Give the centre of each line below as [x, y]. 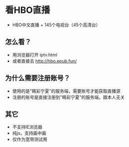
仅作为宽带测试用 [30, 140]
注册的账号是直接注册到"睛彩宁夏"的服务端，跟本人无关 [68, 97]
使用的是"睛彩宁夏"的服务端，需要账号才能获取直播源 [66, 91]
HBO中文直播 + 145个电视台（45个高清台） [56, 25]
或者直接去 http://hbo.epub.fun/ [44, 61]
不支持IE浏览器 [27, 127]
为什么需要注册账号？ [38, 78]
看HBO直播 [28, 10]
